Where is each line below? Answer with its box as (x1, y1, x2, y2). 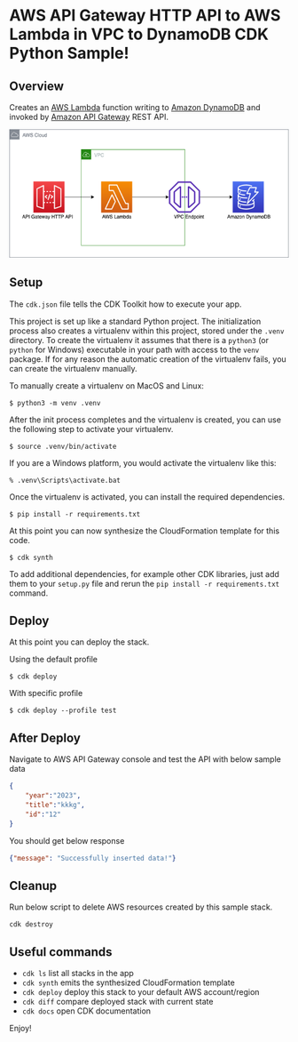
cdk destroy (9, 920, 53, 929)
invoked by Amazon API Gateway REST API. (9, 112, 169, 122)
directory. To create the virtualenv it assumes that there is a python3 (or (9, 334, 269, 345)
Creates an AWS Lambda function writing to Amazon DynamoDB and (9, 102, 261, 112)
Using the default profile (9, 654, 98, 665)
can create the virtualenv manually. (9, 363, 137, 373)
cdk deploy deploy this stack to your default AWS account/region (21, 987, 260, 998)
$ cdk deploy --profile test (9, 706, 117, 716)
